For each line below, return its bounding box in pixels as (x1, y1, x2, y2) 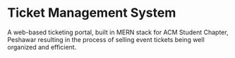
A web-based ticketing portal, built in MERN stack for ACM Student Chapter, (7, 28, 229, 36)
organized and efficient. (7, 43, 77, 51)
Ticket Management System (7, 5, 176, 21)
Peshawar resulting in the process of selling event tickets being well (7, 35, 205, 43)
